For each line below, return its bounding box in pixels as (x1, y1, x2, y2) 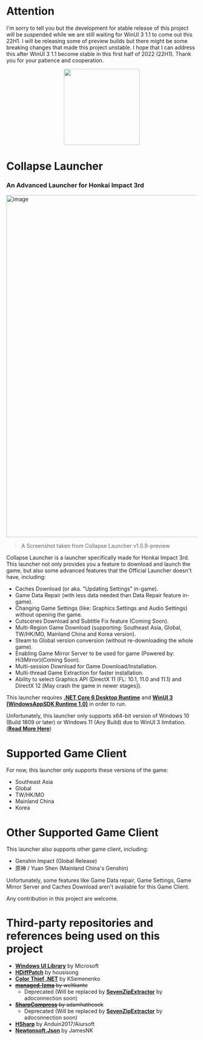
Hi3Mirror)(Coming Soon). (15, 656, 81, 664)
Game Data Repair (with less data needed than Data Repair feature (15, 592, 182, 599)
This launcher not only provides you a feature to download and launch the (6, 561, 191, 568)
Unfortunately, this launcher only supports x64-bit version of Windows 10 (6, 712, 190, 719)
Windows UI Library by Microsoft (15, 962, 99, 969)
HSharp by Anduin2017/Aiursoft (15, 1021, 95, 1028)
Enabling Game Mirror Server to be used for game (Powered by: (15, 650, 175, 657)
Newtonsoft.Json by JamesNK (15, 1027, 94, 1035)
